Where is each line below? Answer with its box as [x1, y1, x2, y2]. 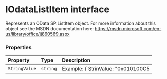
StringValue [8, 66, 37, 72]
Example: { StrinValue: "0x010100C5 [62, 65, 150, 72]
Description [62, 57, 91, 64]
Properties [5, 44, 32, 51]
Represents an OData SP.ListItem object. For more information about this [5, 20, 156, 26]
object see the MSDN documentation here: [5, 25, 94, 31]
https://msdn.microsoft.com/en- [95, 25, 162, 31]
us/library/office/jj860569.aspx [5, 31, 70, 37]
